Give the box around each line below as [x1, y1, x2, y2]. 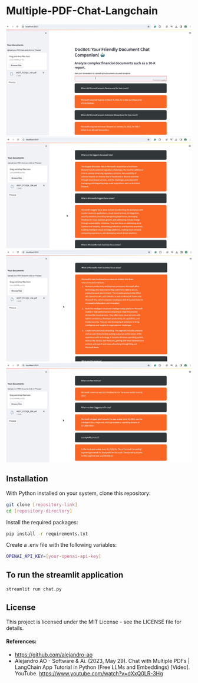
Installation [6, 474, 48, 484]
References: [6, 638, 37, 645]
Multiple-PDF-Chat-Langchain [6, 4, 158, 18]
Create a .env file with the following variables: [6, 541, 117, 549]
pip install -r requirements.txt [6, 531, 88, 537]
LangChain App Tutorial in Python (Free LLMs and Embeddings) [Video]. [14, 664, 190, 671]
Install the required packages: [6, 518, 78, 526]
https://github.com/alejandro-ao [14, 651, 93, 658]
